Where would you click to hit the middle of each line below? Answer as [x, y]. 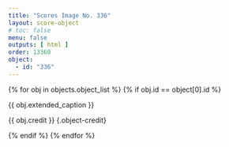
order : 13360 [30, 52]
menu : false [28, 38]
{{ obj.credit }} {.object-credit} [57, 120]
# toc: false [30, 30]
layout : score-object [44, 23]
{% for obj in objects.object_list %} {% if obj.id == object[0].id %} [115, 89]
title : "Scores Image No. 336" [60, 15]
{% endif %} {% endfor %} [52, 135]
